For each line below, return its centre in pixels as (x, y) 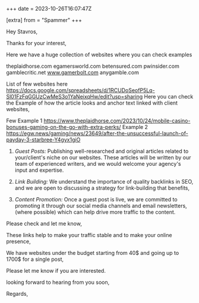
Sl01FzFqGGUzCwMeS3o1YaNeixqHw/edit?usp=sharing (75, 97)
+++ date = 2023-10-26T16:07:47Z (49, 9)
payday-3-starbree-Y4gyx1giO (43, 140)
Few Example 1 (24, 121)
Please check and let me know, (44, 223)
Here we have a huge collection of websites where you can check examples (99, 55)
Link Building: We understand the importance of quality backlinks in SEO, (104, 182)
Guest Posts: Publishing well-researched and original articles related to (102, 151)
